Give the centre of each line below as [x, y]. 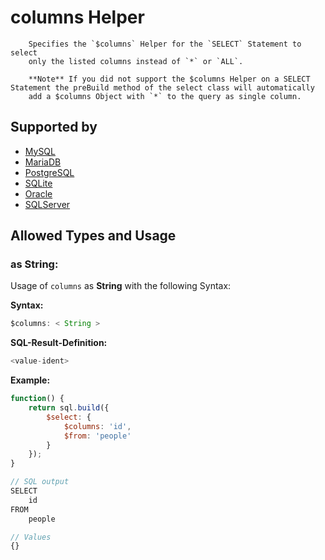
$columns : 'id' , [97, 426]
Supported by [54, 127]
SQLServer [47, 204]
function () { [37, 399]
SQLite [38, 183]
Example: [30, 380]
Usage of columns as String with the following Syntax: [121, 286]
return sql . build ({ [69, 408]
